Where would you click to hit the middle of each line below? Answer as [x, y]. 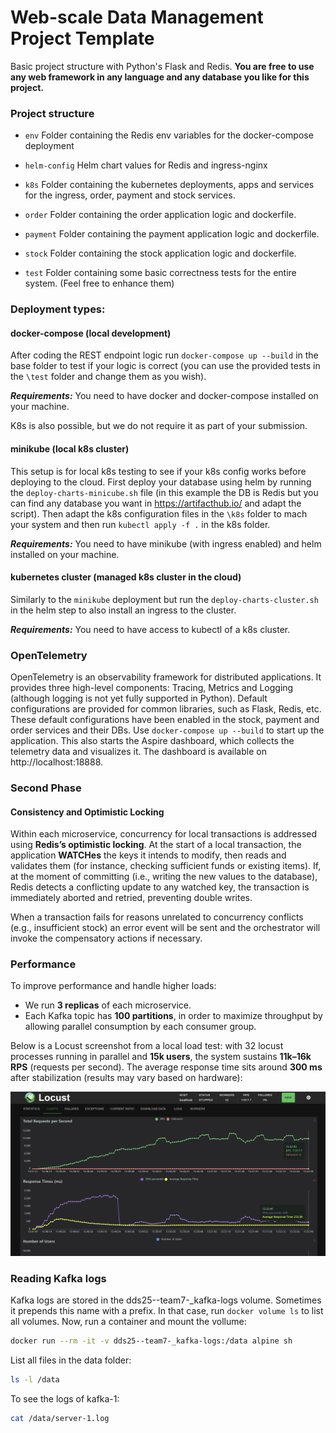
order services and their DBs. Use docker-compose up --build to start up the [167, 730]
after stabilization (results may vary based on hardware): [126, 1078]
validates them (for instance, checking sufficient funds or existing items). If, [166, 866]
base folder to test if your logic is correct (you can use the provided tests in [165, 366]
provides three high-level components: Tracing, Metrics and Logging [152, 688]
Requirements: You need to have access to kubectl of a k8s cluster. [150, 629]
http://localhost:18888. [57, 762]
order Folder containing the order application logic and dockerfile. [160, 215]
